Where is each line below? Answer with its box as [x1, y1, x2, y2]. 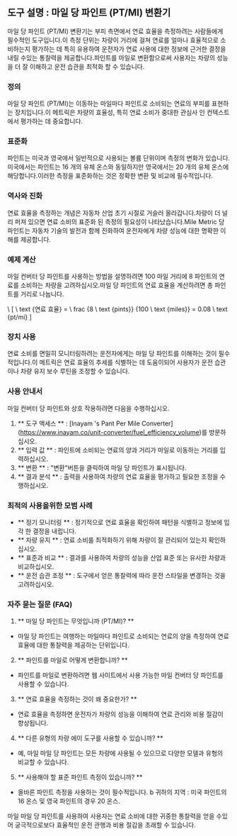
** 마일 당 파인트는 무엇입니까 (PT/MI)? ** [17, 617, 134, 625]
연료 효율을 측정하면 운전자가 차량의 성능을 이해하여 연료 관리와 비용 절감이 [17, 710, 224, 718]
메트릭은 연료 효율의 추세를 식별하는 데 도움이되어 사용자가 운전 [39, 358, 214, 367]
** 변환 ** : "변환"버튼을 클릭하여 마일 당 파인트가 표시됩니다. [17, 463, 187, 472]
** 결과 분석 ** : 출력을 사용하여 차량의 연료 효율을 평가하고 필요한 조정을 [17, 472, 219, 481]
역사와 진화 [7, 191, 43, 201]
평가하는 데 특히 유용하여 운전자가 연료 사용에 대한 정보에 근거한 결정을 [31, 45, 226, 53]
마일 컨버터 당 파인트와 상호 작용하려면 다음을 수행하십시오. [7, 403, 170, 413]
